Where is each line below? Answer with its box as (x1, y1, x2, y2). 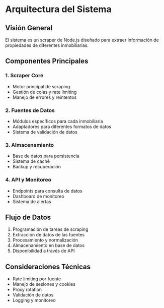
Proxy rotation (12, 286, 42, 293)
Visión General (5, 24, 53, 32)
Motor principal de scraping (12, 83, 70, 89)
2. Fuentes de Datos (5, 107, 55, 114)
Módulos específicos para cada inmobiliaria (12, 118, 103, 124)
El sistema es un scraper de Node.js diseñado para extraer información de (5, 37, 159, 43)
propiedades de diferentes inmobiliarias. (5, 42, 89, 48)
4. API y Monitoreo (5, 176, 52, 183)
